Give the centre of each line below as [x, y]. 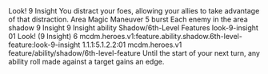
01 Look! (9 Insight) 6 [43, 36]
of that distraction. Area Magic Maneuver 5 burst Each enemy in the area [128, 19]
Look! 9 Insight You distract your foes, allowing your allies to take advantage [134, 11]
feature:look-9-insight [44, 45]
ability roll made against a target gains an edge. [86, 62]
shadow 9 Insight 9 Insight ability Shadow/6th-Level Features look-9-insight [133, 28]
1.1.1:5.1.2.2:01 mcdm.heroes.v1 [132, 45]
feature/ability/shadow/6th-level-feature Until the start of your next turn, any [134, 53]
